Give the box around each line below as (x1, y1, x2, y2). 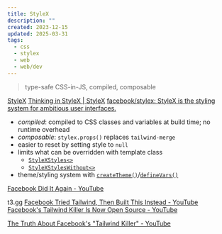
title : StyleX (7, 10, 50, 18)
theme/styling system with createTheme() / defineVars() (17, 170, 179, 179)
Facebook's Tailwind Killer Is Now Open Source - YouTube (7, 205, 178, 213)
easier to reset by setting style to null (17, 140, 129, 149)
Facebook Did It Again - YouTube (7, 184, 104, 192)
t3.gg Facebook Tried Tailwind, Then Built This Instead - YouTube (7, 198, 199, 206)
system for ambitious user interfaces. (7, 104, 117, 112)
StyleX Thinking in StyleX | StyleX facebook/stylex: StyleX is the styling (7, 96, 216, 105)
